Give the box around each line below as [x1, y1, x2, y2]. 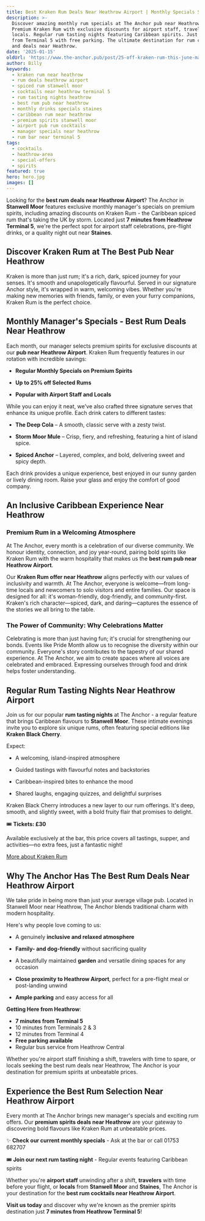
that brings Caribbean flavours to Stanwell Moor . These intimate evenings [6, 717, 193, 725]
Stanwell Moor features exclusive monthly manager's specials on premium [6, 203, 195, 210]
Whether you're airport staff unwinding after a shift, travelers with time [6, 1176, 186, 1184]
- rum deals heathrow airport [12, 77, 88, 83]
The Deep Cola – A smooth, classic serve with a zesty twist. [15, 420, 166, 428]
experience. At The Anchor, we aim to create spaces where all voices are [6, 654, 190, 662]
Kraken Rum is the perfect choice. [6, 298, 92, 306]
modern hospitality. [6, 909, 55, 917]
